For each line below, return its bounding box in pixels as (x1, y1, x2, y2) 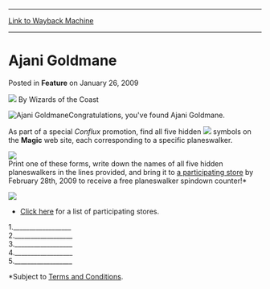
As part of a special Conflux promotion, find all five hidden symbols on (8, 126, 252, 136)
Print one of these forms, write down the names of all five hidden (8, 158, 223, 169)
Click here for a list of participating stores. (19, 206, 159, 216)
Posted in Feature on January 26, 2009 (8, 78, 139, 88)
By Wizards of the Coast (18, 94, 99, 104)
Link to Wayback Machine (8, 16, 94, 25)
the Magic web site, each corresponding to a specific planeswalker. (8, 135, 233, 144)
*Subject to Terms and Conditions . (8, 271, 124, 281)
